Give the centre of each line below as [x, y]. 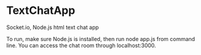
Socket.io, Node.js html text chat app [53, 27]
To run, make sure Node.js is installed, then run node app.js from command [101, 39]
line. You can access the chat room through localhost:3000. [81, 45]
